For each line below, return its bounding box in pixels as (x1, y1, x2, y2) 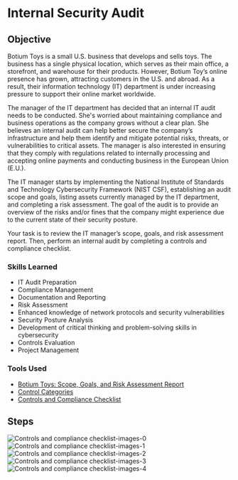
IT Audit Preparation (17, 278, 77, 287)
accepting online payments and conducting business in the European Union (7, 156, 229, 165)
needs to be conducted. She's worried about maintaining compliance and (7, 111, 222, 119)
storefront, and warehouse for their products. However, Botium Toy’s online (7, 67, 227, 75)
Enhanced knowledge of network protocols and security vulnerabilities (17, 308, 225, 317)
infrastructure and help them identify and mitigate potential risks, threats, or (7, 133, 229, 142)
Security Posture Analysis (17, 316, 94, 324)
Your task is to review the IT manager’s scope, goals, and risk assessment (7, 229, 224, 237)
